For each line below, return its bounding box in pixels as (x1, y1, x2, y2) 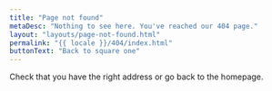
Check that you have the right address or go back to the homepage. (9, 71, 264, 82)
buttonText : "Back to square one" (9, 47, 141, 56)
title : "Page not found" (9, 13, 104, 23)
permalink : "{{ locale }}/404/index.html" (9, 38, 173, 48)
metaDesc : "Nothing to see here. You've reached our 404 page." (9, 22, 258, 31)
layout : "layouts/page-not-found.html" (9, 30, 161, 39)
